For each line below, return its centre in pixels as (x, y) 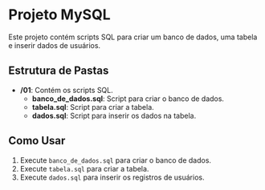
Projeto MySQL (59, 15)
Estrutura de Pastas (59, 71)
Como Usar (37, 141)
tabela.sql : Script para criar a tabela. (93, 107)
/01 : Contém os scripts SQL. (67, 90)
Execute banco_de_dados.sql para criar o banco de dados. (115, 160)
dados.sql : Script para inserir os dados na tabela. (114, 115)
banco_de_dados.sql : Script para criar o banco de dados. (128, 99)
